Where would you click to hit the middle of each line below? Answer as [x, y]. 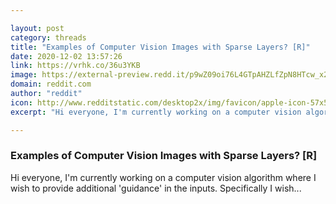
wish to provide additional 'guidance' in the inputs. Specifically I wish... [156, 188]
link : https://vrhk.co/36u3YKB [75, 66]
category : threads [48, 37]
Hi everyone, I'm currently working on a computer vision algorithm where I [163, 177]
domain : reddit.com [51, 84]
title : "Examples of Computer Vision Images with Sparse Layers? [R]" [160, 47]
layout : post [37, 28]
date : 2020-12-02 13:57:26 [66, 56]
